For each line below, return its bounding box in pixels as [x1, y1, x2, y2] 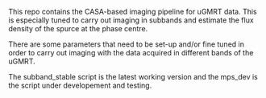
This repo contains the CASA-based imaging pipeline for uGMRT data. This [8, 7, 257, 16]
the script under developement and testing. [8, 80, 152, 90]
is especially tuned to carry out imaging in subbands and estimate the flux [8, 15, 254, 25]
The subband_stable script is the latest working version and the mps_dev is [8, 72, 258, 81]
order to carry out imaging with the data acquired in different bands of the [8, 48, 254, 57]
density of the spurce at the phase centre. [8, 24, 148, 33]
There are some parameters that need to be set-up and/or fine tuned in [8, 39, 244, 49]
